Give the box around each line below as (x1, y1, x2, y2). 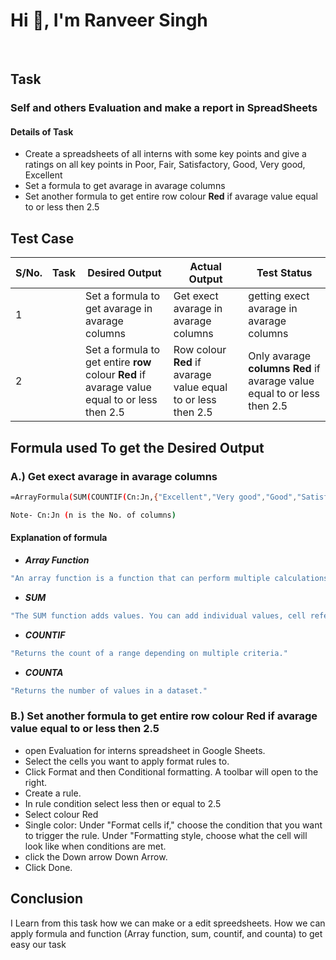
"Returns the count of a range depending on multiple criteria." (10, 648, 288, 658)
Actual (189, 260, 222, 274)
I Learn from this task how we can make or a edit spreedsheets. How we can (10, 917, 326, 929)
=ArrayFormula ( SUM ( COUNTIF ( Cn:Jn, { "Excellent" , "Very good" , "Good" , (10, 492, 298, 502)
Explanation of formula (10, 532, 108, 544)
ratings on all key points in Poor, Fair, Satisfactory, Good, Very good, (24, 159, 306, 171)
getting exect (248, 289, 310, 303)
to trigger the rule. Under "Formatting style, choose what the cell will (24, 829, 308, 841)
